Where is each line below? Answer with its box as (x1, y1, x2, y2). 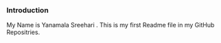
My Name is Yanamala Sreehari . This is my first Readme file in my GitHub (6, 21, 215, 29)
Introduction (6, 5, 49, 15)
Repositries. (6, 28, 40, 36)
